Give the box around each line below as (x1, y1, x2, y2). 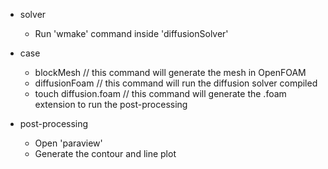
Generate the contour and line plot (34, 148, 177, 159)
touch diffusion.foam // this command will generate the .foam (34, 88, 287, 99)
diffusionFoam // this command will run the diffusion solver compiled (34, 77, 318, 89)
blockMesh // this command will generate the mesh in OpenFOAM (34, 67, 307, 78)
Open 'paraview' (34, 137, 103, 149)
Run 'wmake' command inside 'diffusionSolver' (34, 28, 229, 39)
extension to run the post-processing (34, 99, 188, 110)
